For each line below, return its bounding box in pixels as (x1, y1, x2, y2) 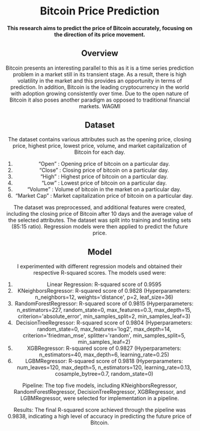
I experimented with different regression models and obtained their (17, 263, 183, 270)
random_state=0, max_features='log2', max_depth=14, (37, 326, 172, 333)
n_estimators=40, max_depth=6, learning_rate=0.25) (38, 351, 169, 358)
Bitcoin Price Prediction (40, 4, 160, 18)
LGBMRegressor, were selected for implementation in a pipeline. (20, 395, 180, 402)
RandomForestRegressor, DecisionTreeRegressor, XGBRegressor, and (13, 388, 186, 396)
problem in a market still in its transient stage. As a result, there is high (13, 70, 187, 78)
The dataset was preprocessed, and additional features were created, (13, 204, 186, 211)
